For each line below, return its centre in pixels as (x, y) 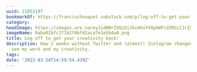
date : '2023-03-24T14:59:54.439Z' (48, 60)
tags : (13, 55)
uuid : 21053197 (25, 11)
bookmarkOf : (21, 17)
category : (18, 22)
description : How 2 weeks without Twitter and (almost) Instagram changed (99, 44)
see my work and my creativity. (51, 49)
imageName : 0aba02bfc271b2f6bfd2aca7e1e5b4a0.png (68, 33)
